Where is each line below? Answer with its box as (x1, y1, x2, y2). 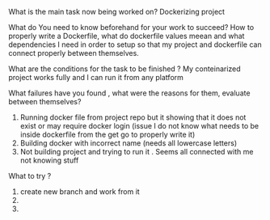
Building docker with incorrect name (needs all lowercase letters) (19, 138, 237, 148)
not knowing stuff (19, 155, 79, 165)
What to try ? (8, 171, 52, 180)
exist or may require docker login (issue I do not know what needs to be (19, 121, 259, 130)
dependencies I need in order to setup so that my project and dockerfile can (8, 40, 262, 49)
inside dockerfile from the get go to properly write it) (19, 129, 196, 139)
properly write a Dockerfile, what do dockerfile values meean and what (8, 32, 245, 40)
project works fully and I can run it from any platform (8, 73, 184, 82)
